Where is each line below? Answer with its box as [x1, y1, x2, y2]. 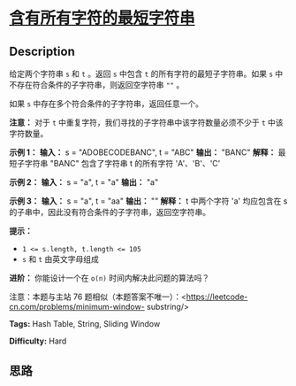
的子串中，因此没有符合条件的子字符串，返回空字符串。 [9, 207, 210, 217]
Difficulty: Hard [9, 336, 67, 346]
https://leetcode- [186, 291, 248, 302]
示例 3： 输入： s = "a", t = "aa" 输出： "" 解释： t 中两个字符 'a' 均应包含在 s [9, 196, 288, 206]
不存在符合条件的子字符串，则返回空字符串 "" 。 [9, 80, 185, 89]
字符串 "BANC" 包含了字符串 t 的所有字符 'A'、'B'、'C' [24, 158, 221, 168]
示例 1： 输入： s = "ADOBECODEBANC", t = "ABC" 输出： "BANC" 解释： [9, 147, 277, 158]
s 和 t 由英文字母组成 [21, 254, 99, 264]
